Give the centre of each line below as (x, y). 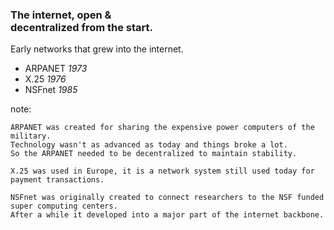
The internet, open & (61, 15)
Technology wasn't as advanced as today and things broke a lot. (149, 145)
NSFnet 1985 (51, 90)
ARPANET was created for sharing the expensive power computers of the (162, 128)
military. (31, 136)
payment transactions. (57, 180)
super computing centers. (64, 206)
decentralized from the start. (81, 27)
